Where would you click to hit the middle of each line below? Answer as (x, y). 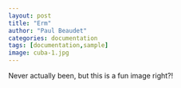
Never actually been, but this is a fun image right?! (91, 76)
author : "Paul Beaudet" (48, 30)
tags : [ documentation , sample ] (59, 46)
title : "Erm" (30, 23)
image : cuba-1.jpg (39, 53)
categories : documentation (53, 38)
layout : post (30, 16)
